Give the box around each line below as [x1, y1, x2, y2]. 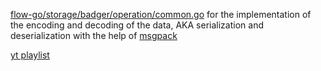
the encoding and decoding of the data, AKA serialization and [10, 19, 264, 31]
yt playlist [10, 49, 50, 61]
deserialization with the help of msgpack [10, 30, 178, 41]
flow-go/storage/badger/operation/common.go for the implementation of [10, 9, 312, 20]
